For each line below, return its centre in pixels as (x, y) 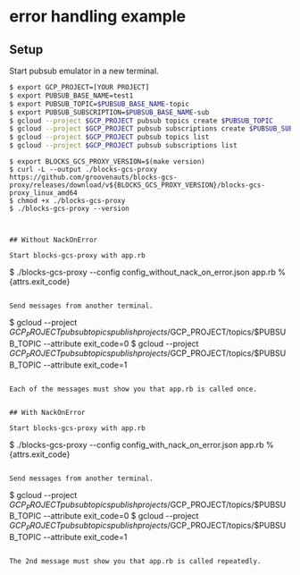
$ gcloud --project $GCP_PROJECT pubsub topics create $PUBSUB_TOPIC (142, 121)
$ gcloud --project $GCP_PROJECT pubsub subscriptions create (127, 129)
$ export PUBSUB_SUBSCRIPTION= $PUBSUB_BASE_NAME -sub (109, 112)
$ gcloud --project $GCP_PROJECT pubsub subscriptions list (124, 146)
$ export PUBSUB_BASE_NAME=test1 (71, 96)
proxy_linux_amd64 (43, 193)
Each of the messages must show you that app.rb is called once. (133, 389)
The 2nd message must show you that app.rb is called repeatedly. (135, 562)
